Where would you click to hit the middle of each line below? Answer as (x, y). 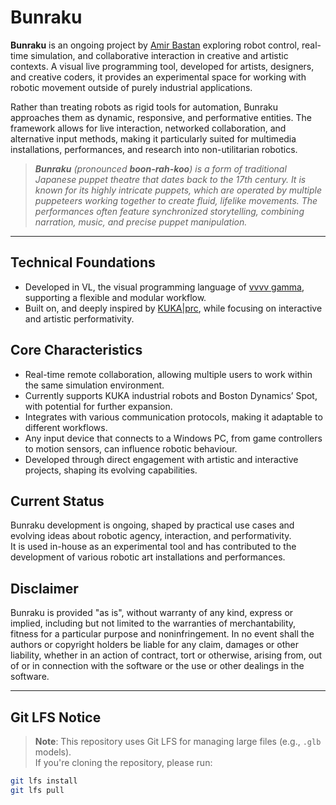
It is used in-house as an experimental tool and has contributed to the (153, 547)
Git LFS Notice (56, 717)
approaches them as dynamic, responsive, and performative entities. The (161, 117)
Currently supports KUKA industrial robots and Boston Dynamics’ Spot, (171, 395)
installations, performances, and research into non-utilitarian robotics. (154, 149)
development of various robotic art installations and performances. (148, 557)
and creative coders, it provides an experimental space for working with (158, 77)
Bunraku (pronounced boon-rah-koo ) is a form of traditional (160, 168)
